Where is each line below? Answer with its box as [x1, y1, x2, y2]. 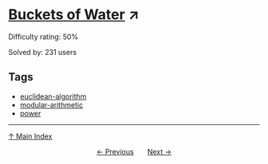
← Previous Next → [96, 146, 172, 156]
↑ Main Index [8, 131, 53, 141]
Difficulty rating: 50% [8, 32, 79, 41]
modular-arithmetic [19, 100, 84, 109]
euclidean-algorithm [19, 92, 87, 101]
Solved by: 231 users [8, 47, 77, 57]
